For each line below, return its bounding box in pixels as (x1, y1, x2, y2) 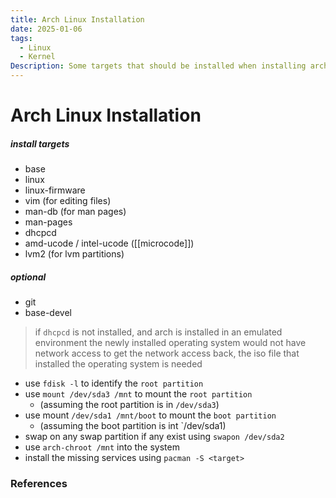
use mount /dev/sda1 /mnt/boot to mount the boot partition (24, 409, 277, 421)
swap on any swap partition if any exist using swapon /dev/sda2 (24, 431, 285, 443)
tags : (10, 33, 33, 43)
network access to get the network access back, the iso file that (34, 347, 300, 360)
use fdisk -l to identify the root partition (24, 377, 204, 390)
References (10, 477, 68, 491)
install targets (10, 137, 70, 150)
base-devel (24, 307, 72, 319)
